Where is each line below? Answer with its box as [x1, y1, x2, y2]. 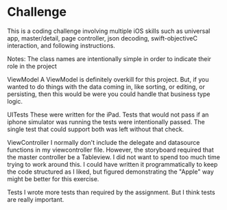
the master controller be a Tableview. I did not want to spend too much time [7, 152, 221, 161]
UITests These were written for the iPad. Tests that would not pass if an [7, 110, 209, 119]
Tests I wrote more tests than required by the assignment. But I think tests [7, 188, 215, 196]
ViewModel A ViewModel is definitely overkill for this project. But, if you [7, 75, 209, 83]
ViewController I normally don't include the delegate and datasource [7, 138, 200, 146]
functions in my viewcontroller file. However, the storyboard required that [7, 145, 214, 154]
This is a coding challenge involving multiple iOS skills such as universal [7, 27, 211, 35]
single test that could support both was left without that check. [7, 125, 184, 133]
